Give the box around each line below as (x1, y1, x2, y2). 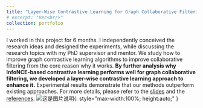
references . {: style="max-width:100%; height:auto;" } (6, 95, 179, 103)
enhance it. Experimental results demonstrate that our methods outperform (6, 81, 195, 89)
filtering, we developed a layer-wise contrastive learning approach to (6, 75, 184, 82)
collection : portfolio (6, 20, 63, 26)
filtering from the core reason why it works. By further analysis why (6, 62, 176, 69)
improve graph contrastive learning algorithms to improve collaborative (6, 56, 183, 63)
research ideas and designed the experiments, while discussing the (6, 43, 174, 50)
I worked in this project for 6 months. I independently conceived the (6, 37, 175, 44)
